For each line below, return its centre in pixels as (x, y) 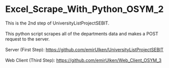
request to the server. (28, 39)
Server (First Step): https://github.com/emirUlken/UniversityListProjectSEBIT (84, 49)
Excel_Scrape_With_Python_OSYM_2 (84, 9)
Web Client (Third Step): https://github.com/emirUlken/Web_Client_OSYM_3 (83, 60)
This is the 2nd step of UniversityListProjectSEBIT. (57, 23)
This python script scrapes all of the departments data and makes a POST (82, 33)
